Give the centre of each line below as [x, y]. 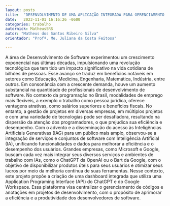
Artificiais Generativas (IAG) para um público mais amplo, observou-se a [81, 133]
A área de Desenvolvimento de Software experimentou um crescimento [80, 57]
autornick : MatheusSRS [29, 29]
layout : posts [20, 10]
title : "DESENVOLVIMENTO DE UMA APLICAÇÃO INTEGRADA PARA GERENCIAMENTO [85, 15]
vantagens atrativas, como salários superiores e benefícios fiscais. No [79, 106]
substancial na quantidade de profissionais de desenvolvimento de [75, 90]
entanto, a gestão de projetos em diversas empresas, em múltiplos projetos [84, 111]
